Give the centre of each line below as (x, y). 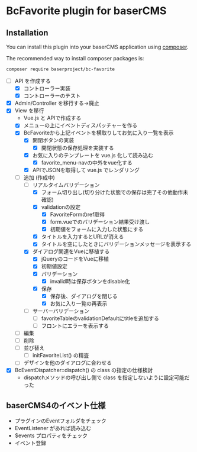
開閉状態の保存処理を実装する (77, 148)
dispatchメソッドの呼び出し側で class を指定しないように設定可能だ (106, 377)
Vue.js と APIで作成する (52, 118)
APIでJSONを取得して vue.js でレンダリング (86, 170)
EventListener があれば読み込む (53, 428)
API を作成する (33, 81)
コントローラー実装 (47, 88)
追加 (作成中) (39, 177)
